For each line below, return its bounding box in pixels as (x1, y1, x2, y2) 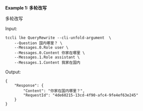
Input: (5, 26, 18, 32)
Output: (5, 69, 21, 75)
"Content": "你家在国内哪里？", (23, 88, 85, 93)
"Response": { (14, 83, 44, 88)
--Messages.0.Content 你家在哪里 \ (14, 50, 85, 55)
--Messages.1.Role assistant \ (14, 55, 80, 60)
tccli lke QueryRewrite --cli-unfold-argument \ (5, 35, 112, 40)
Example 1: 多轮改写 (5, 5, 47, 11)
